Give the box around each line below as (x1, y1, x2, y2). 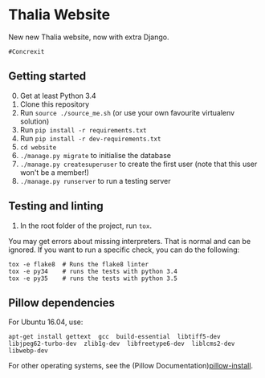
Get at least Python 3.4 (19, 91, 96, 100)
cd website (19, 143, 57, 152)
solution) (19, 116, 50, 126)
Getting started (8, 70, 87, 83)
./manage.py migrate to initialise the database (19, 150, 171, 160)
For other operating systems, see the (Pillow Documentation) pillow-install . (8, 361, 254, 371)
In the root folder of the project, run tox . (19, 221, 153, 230)
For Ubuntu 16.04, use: (8, 317, 84, 327)
